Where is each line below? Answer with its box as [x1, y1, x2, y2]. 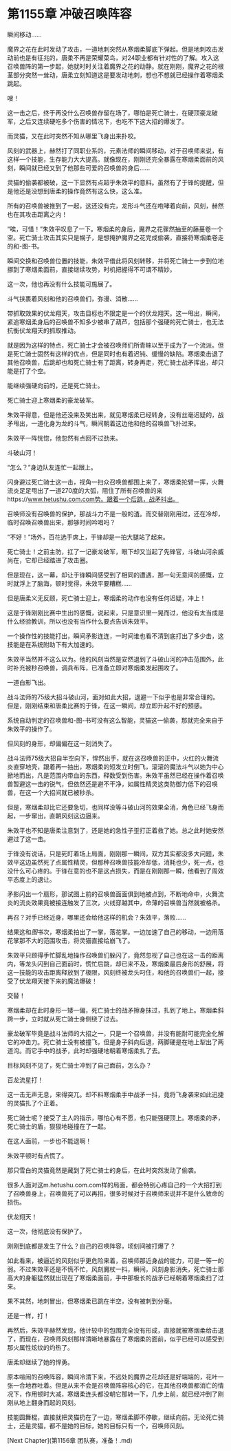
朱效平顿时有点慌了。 [7, 1151, 67, 1160]
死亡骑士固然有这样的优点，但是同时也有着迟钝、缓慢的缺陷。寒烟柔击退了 [12, 349, 224, 358]
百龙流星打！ [7, 1075, 43, 1084]
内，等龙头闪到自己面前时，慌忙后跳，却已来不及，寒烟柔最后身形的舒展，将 [7, 960, 224, 968]
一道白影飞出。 [7, 678, 49, 686]
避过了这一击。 [7, 834, 49, 843]
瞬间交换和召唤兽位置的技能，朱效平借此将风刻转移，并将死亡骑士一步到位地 [7, 256, 224, 265]
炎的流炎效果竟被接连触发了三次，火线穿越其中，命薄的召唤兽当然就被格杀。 [7, 898, 224, 907]
